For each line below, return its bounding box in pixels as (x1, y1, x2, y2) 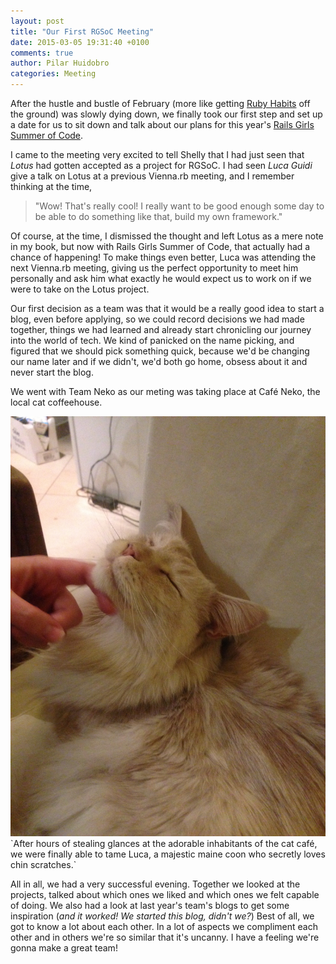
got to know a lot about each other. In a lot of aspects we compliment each (10, 921, 318, 932)
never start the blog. (10, 366, 94, 378)
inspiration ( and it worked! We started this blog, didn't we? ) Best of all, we (10, 910, 315, 922)
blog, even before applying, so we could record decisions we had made (10, 313, 305, 325)
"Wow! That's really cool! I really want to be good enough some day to (34, 200, 325, 212)
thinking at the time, (10, 181, 93, 192)
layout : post (10, 16, 65, 26)
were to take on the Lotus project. (10, 283, 150, 295)
